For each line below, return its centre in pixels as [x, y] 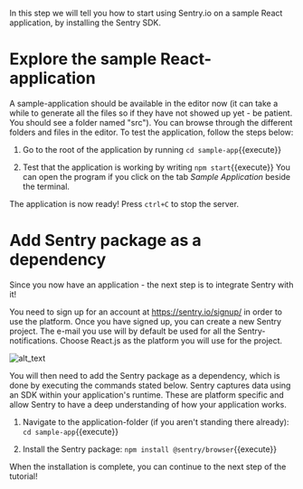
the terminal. [46, 186]
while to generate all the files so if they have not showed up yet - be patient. [151, 113]
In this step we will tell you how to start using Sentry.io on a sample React [146, 13]
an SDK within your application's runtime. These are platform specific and [147, 395]
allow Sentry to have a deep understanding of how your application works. [148, 404]
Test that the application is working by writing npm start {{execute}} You [156, 167]
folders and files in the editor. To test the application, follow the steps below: [151, 132]
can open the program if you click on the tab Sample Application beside [156, 176]
